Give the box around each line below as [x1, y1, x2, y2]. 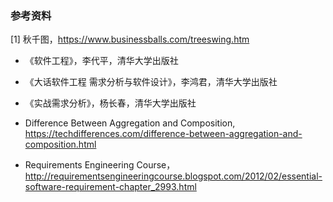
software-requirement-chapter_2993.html [24, 181, 197, 193]
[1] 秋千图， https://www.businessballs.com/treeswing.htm [10, 33, 250, 46]
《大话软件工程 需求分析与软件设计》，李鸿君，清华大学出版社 [24, 76, 278, 88]
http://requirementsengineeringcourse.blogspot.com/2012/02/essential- [24, 170, 323, 182]
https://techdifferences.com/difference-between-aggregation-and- [24, 128, 303, 140]
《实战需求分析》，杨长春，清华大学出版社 [24, 97, 197, 109]
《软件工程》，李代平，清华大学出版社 [24, 55, 179, 67]
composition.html [24, 138, 97, 151]
